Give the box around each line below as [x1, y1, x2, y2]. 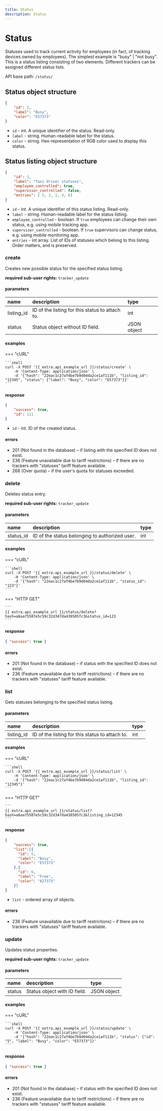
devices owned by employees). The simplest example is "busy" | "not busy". [5, 54, 158, 60]
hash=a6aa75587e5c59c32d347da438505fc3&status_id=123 [5, 614, 116, 619]
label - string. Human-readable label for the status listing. [12, 211, 128, 217]
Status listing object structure [5, 157, 98, 166]
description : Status [5, 12, 47, 17]
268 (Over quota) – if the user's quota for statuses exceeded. [12, 468, 135, 474]
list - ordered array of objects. [12, 896, 75, 902]
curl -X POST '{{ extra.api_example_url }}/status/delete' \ [5, 570, 131, 575]
